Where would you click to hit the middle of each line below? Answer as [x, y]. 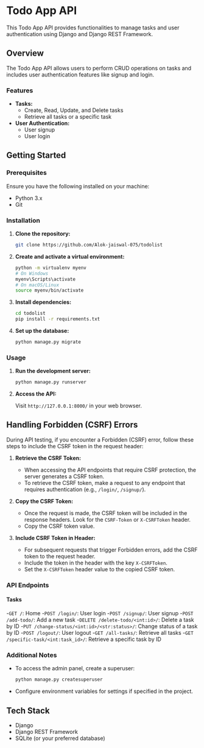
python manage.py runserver [51, 382]
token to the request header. [60, 556]
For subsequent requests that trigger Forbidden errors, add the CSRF [111, 550]
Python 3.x [29, 198]
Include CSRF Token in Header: [55, 538]
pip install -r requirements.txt [58, 319]
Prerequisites [26, 173]
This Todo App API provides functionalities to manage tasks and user [93, 28]
